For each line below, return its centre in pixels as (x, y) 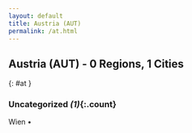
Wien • (20, 122)
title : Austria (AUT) (45, 24)
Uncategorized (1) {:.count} (63, 105)
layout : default (36, 16)
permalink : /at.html (43, 31)
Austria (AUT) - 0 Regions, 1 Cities (96, 64)
